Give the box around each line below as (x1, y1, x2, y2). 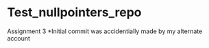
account (7, 34, 31, 42)
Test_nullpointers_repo (7, 5, 142, 20)
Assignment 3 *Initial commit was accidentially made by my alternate (7, 27, 203, 35)
